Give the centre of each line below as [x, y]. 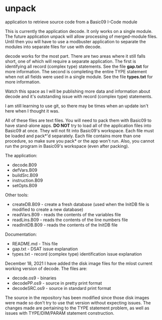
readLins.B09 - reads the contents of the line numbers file [70, 220]
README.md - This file [35, 243]
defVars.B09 [24, 170]
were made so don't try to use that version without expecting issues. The [78, 303]
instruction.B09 [27, 180]
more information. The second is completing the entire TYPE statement [76, 71]
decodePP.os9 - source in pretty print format [57, 283]
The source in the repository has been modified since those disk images [77, 297]
